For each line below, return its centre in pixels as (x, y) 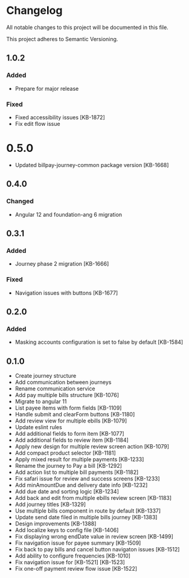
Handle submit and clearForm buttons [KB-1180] (75, 415)
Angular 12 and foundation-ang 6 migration (69, 214)
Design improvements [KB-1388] (56, 524)
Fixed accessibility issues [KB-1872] (60, 117)
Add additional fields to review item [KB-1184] (72, 440)
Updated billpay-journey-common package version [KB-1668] (92, 165)
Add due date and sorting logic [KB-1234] (67, 491)
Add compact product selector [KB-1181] (65, 453)
